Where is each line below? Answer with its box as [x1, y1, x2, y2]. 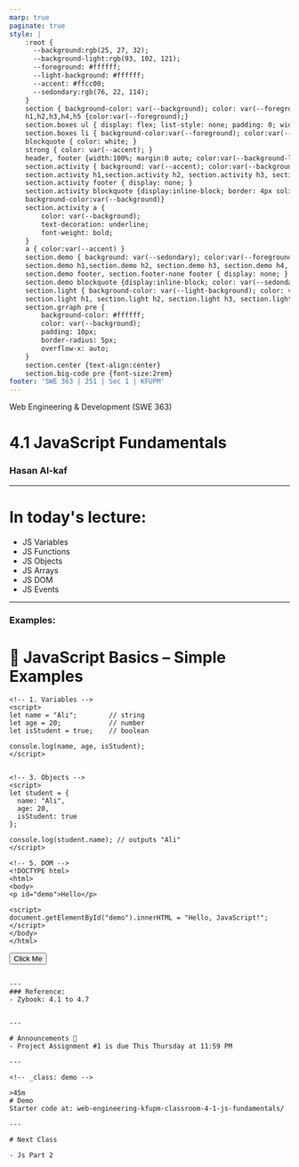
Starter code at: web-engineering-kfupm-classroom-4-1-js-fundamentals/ [9, 1105, 285, 1114]
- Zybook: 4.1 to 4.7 [9, 995, 90, 1004]
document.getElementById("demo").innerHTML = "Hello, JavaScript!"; [9, 913, 269, 922]
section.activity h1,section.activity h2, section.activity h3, [25, 170, 269, 179]
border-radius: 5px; [41, 336, 117, 344]
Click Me [13, 954, 43, 964]
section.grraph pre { [25, 303, 105, 312]
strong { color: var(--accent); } [25, 145, 153, 154]
